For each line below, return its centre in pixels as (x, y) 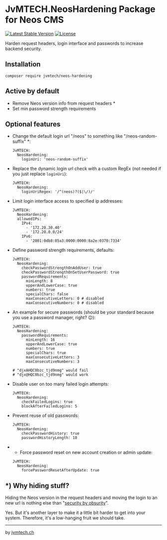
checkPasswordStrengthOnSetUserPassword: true (71, 272)
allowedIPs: (29, 219)
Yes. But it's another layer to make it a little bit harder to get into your (75, 513)
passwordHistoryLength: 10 (49, 438)
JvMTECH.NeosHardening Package (80, 9)
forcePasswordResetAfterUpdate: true (60, 471)
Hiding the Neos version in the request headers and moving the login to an (81, 498)
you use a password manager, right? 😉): (54, 318)
